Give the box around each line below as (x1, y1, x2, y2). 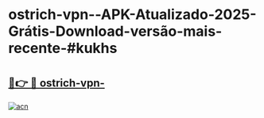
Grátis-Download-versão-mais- (8, 22, 223, 40)
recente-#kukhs (8, 40, 118, 57)
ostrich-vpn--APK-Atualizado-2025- (8, 6, 257, 24)
